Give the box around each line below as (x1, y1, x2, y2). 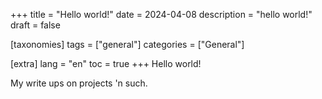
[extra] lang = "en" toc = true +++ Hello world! (10, 58, 202, 69)
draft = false (10, 19, 61, 31)
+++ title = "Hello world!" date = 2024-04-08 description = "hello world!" (10, 9, 313, 20)
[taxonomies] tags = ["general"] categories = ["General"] (10, 39, 245, 50)
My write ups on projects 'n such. (10, 77, 148, 89)
